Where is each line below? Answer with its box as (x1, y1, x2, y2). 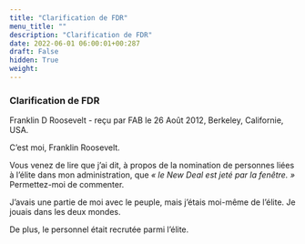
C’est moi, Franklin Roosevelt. (9, 142, 120, 153)
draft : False (9, 47, 59, 56)
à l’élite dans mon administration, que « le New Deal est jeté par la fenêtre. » (9, 169, 296, 180)
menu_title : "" (9, 22, 67, 31)
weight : (9, 65, 39, 74)
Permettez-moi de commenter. (9, 179, 125, 190)
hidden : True (9, 56, 59, 65)
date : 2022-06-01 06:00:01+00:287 (9, 38, 141, 48)
